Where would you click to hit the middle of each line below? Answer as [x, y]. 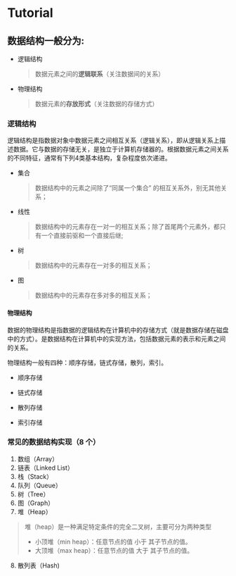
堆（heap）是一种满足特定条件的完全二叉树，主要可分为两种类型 [118, 527]
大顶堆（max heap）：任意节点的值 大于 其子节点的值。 [114, 550]
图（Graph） [36, 503]
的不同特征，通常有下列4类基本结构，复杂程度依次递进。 [90, 158]
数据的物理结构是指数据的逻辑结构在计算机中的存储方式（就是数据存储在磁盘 [118, 330]
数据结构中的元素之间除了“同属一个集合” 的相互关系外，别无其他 [128, 188]
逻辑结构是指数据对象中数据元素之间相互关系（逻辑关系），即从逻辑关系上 [113, 140]
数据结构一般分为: [46, 40]
